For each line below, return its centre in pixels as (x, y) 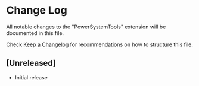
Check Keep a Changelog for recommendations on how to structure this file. (100, 44)
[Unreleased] (31, 63)
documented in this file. (35, 33)
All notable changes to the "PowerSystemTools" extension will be (86, 27)
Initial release (31, 77)
